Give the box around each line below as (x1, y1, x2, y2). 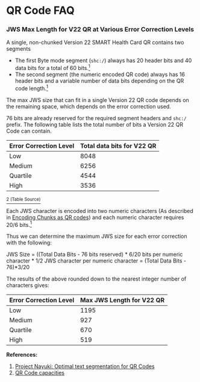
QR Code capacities (14, 369, 65, 377)
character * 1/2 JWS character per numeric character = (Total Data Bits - (6, 257, 187, 264)
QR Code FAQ (6, 4, 75, 18)
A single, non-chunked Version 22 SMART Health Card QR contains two (6, 39, 184, 46)
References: (6, 351, 38, 358)
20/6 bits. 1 (6, 220, 32, 228)
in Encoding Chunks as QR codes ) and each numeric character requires (6, 214, 184, 221)
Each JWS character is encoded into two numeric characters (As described (6, 207, 194, 214)
